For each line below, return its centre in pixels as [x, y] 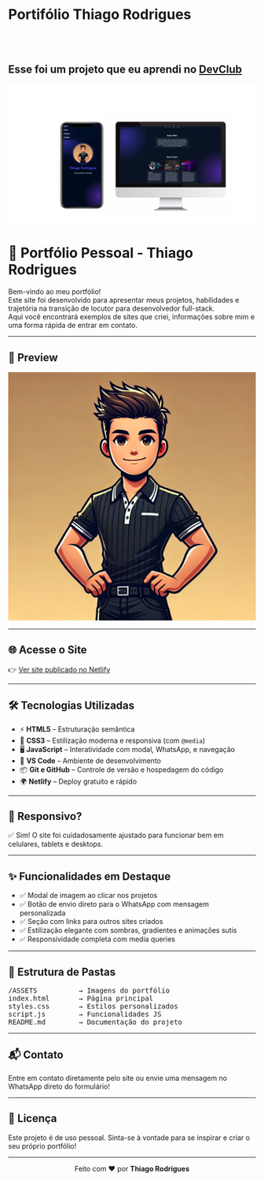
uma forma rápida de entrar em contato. [73, 326]
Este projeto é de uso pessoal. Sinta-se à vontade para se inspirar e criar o [129, 1138]
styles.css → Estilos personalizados [93, 1006]
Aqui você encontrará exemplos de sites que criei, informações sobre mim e [132, 317]
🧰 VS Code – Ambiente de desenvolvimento [90, 760]
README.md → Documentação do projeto [95, 1022]
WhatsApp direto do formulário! [59, 1086]
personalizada [42, 913]
